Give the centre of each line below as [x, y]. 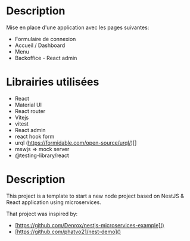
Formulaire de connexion [45, 39]
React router [30, 111]
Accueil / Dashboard [40, 45]
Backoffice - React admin [46, 58]
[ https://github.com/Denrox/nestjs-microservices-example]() [90, 225]
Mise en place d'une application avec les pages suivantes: [78, 27]
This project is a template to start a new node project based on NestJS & [95, 196]
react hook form [35, 136]
